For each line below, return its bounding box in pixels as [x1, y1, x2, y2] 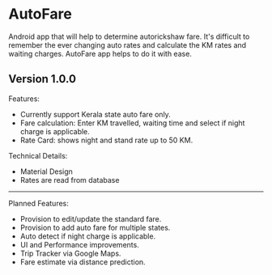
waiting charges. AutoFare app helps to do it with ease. [8, 49, 193, 58]
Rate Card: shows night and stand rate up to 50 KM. [19, 135, 193, 145]
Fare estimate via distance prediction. [19, 256, 146, 267]
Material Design [19, 167, 73, 176]
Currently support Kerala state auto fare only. [19, 109, 172, 119]
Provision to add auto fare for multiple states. [19, 222, 171, 232]
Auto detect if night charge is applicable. [19, 231, 156, 241]
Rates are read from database [19, 175, 120, 184]
